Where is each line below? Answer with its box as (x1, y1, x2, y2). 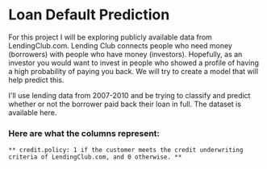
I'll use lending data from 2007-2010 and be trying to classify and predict (8, 90, 251, 100)
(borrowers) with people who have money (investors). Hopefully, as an (8, 49, 243, 59)
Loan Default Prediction (8, 6, 170, 24)
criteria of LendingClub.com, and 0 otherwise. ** (8, 153, 182, 162)
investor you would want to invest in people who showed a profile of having (8, 58, 260, 68)
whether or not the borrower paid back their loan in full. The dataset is (8, 99, 242, 109)
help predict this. (8, 75, 65, 84)
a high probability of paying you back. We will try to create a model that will (8, 66, 259, 76)
